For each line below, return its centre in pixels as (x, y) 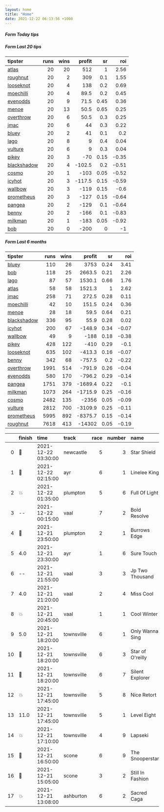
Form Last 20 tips (23, 47)
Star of (138, 651)
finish (26, 438)
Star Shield (143, 452)
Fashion (140, 779)
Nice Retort (143, 695)
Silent (137, 671)
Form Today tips (22, 34)
